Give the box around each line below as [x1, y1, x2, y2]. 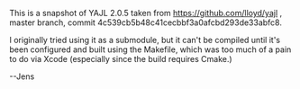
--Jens [9, 71, 35, 82]
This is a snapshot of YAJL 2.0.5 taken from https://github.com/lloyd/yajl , [9, 8, 283, 18]
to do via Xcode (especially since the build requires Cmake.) [9, 54, 232, 64]
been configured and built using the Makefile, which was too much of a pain [9, 44, 292, 55]
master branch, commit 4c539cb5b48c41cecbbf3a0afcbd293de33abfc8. [9, 17, 282, 28]
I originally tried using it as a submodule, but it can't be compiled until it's [9, 35, 281, 45]
